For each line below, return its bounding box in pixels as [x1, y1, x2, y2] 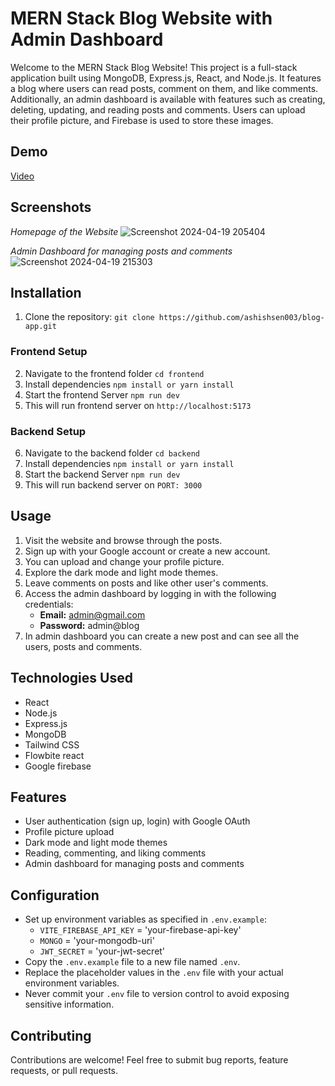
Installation [10, 284, 82, 301]
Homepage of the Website [10, 225, 119, 237]
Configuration [10, 887, 100, 904]
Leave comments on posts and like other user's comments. [24, 577, 269, 589]
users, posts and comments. [24, 640, 143, 652]
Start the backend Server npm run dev [24, 468, 181, 480]
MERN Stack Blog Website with [10, 7, 273, 30]
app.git [24, 322, 57, 332]
